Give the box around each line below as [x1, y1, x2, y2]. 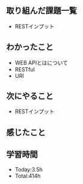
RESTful [14, 65, 35, 73]
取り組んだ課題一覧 [6, 5, 77, 16]
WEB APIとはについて [14, 59, 69, 66]
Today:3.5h [14, 165, 43, 173]
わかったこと [6, 42, 54, 52]
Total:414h [14, 172, 41, 179]
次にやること [6, 91, 54, 101]
